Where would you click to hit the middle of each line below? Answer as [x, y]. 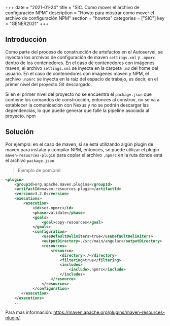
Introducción [26, 39]
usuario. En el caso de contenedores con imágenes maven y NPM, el [77, 73]
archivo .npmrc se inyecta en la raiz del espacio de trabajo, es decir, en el [82, 79]
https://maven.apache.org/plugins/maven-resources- [109, 312]
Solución [20, 132]
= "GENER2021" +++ [27, 23]
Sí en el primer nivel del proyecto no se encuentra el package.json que [79, 94]
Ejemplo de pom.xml [39, 170]
